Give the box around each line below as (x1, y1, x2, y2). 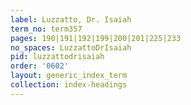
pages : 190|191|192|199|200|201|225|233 (10, 33, 182, 43)
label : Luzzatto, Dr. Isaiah (10, 14, 132, 25)
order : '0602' (10, 61, 70, 71)
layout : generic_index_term (10, 71, 128, 81)
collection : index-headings (10, 80, 128, 90)
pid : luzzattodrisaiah (10, 52, 105, 62)
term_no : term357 (10, 24, 83, 34)
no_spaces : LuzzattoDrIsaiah (10, 42, 132, 53)
